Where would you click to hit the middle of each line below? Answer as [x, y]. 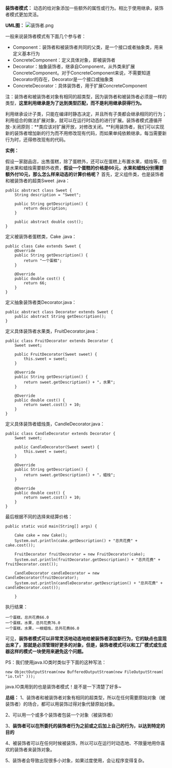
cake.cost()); [20, 545]
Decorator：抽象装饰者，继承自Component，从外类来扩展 [74, 66]
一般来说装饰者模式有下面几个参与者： [46, 36]
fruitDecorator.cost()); [32, 564]
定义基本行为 [26, 54]
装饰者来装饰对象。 [34, 750]
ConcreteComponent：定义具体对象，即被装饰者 [64, 60]
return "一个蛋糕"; [43, 261]
